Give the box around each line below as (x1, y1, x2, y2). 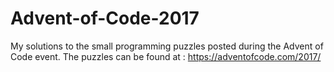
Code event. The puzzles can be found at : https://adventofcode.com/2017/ (10, 50, 322, 62)
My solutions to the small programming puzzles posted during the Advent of (10, 40, 324, 52)
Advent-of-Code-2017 (10, 7, 200, 30)
